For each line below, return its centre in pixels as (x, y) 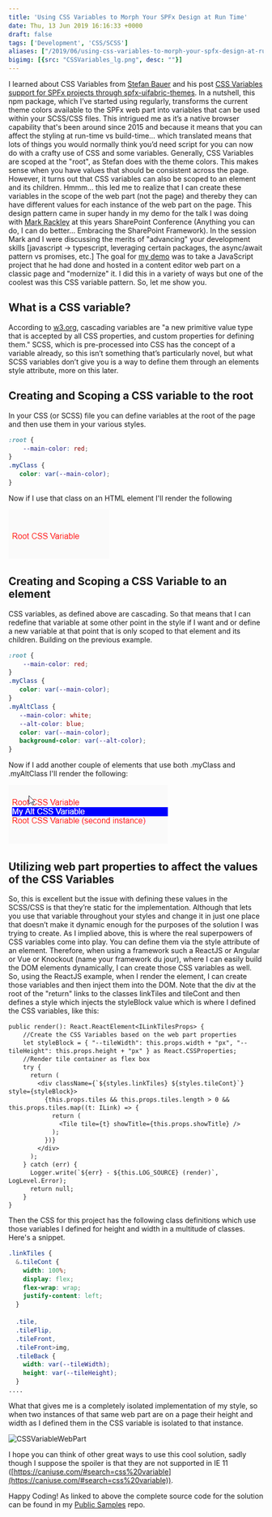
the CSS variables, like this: (54, 1011)
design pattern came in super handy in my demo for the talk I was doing (128, 213)
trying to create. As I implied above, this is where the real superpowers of (131, 933)
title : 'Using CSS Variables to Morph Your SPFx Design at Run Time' (128, 17)
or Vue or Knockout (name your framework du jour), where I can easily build (135, 959)
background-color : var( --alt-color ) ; (83, 741)
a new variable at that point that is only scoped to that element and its (125, 631)
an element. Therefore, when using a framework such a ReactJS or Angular (134, 950)
